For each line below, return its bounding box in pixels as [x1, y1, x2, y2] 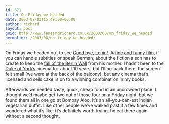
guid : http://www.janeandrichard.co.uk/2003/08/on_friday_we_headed [5, 31, 152, 36]
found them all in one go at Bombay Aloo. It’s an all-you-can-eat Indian [5, 97, 152, 103]
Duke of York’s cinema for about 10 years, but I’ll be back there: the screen [5, 65, 160, 71]
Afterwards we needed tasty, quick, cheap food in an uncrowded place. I [5, 86, 156, 92]
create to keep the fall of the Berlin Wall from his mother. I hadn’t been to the [5, 60, 164, 66]
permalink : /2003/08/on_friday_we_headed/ [5, 36, 96, 41]
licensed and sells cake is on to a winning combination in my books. [5, 76, 146, 82]
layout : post [5, 26, 33, 31]
